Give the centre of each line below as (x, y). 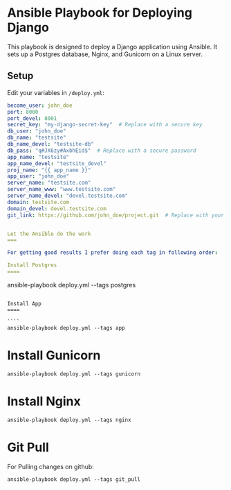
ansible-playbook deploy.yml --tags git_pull (74, 479)
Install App (24, 303)
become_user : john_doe (40, 105)
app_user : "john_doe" (38, 176)
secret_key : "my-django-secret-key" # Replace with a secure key (105, 125)
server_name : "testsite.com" (49, 183)
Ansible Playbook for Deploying (100, 13)
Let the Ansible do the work (49, 234)
